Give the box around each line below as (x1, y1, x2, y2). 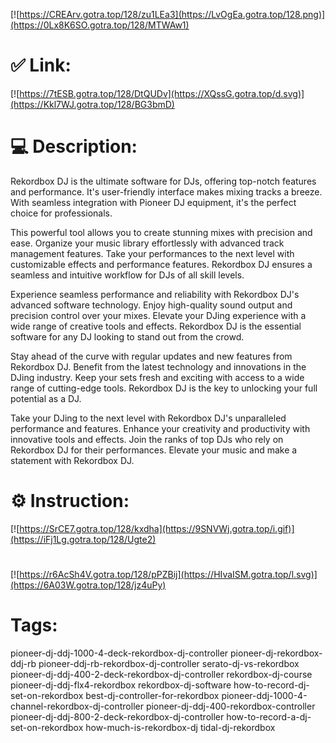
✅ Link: (10, 54, 72, 77)
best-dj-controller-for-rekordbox (85, 689, 220, 701)
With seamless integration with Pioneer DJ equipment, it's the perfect (10, 196, 297, 208)
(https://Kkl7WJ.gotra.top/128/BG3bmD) (10, 98, 175, 110)
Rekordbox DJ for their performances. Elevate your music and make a (10, 444, 298, 456)
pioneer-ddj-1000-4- (221, 689, 308, 701)
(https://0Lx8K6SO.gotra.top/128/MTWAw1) (10, 19, 190, 31)
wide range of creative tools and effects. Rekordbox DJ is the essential (10, 320, 302, 332)
